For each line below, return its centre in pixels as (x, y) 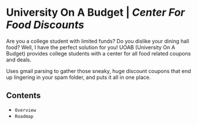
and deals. (19, 60)
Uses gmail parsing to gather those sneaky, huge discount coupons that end (98, 71)
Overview (25, 110)
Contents (24, 96)
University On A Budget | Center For (96, 13)
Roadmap (24, 116)
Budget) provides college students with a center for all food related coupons (98, 53)
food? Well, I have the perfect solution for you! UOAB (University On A (91, 47)
